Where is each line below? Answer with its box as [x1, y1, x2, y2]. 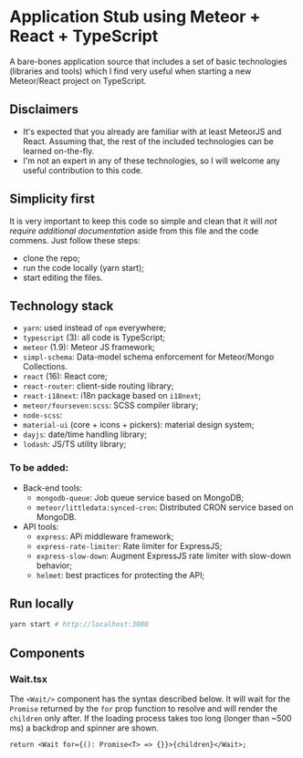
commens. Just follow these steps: [9, 234, 141, 245]
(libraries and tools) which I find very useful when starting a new [9, 66, 252, 77]
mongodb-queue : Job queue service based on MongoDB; [36, 492, 245, 503]
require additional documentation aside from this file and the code [9, 225, 259, 236]
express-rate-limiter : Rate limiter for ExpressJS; [36, 540, 223, 551]
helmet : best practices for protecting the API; [36, 569, 205, 580]
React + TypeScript [9, 26, 159, 47]
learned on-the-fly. [22, 145, 95, 156]
